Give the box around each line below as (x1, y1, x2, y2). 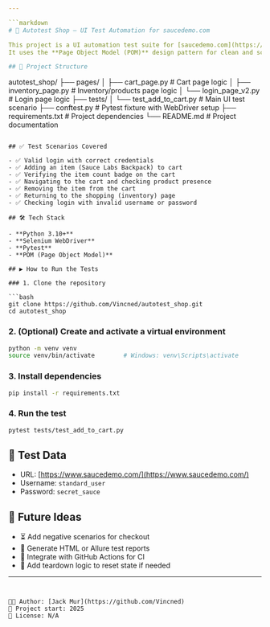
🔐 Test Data (8, 449, 67, 462)
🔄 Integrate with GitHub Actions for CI (19, 552, 145, 562)
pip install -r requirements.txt (8, 389, 121, 397)
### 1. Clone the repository (8, 279, 106, 288)
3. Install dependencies (8, 371, 102, 382)
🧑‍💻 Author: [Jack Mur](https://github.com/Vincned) (8, 598, 185, 606)
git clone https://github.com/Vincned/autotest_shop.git (8, 301, 203, 309)
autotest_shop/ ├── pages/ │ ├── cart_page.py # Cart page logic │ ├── (8, 77, 251, 87)
